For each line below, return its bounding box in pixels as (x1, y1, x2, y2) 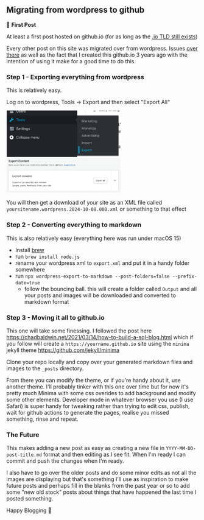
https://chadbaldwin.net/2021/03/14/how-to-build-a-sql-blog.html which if (6, 333, 194, 340)
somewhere (15, 265, 45, 273)
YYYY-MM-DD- (166, 446, 196, 452)
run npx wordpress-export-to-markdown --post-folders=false (15, 272, 170, 279)
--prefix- (172, 273, 197, 279)
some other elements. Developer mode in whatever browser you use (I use (6, 396, 194, 403)
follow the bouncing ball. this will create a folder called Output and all (24, 285, 197, 292)
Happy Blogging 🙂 (6, 507, 52, 514)
